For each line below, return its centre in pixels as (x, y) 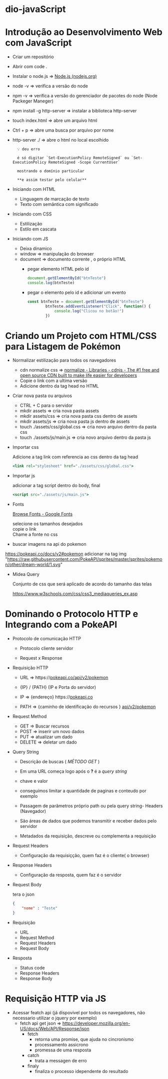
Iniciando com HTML (34, 189)
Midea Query (26, 574)
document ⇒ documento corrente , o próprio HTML (73, 259)
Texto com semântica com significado (59, 204)
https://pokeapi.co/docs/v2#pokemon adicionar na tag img (66, 554)
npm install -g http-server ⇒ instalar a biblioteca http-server (74, 111)
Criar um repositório (33, 57)
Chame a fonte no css (35, 534)
